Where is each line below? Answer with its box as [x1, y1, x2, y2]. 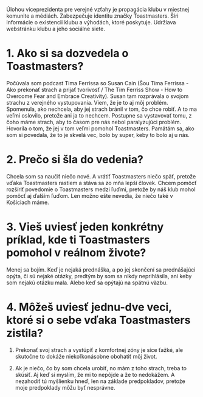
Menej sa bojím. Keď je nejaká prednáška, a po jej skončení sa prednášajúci [6, 265, 196, 273]
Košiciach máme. [6, 198, 50, 206]
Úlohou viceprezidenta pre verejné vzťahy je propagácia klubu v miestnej [6, 6, 190, 13]
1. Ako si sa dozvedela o [6, 46, 129, 60]
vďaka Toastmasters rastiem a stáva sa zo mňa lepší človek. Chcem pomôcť [6, 179, 197, 186]
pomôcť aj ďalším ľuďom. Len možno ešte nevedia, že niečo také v [6, 192, 173, 199]
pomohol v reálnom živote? [6, 246, 146, 260]
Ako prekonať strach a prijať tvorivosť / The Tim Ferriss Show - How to [6, 86, 183, 93]
